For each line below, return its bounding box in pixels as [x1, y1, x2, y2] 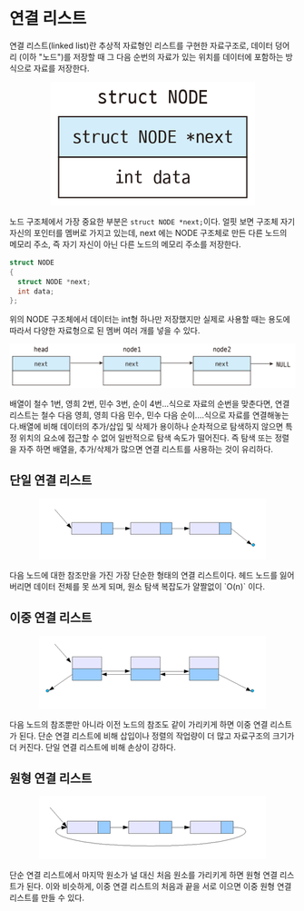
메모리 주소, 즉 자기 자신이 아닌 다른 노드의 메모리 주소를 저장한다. [9, 238, 242, 250]
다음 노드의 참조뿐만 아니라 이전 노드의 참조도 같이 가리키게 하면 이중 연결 [9, 718, 269, 729]
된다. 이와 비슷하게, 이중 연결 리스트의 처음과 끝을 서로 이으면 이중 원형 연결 [25, 880, 292, 891]
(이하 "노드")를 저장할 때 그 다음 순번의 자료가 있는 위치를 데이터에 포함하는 [18, 51, 284, 62]
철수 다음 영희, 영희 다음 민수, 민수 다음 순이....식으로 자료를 [40, 410, 251, 421]
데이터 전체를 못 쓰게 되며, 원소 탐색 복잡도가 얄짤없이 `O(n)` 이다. [33, 580, 266, 591]
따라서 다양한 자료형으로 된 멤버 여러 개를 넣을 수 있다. [9, 325, 201, 336]
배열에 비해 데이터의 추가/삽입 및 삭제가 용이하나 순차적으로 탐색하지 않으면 [18, 421, 284, 432]
